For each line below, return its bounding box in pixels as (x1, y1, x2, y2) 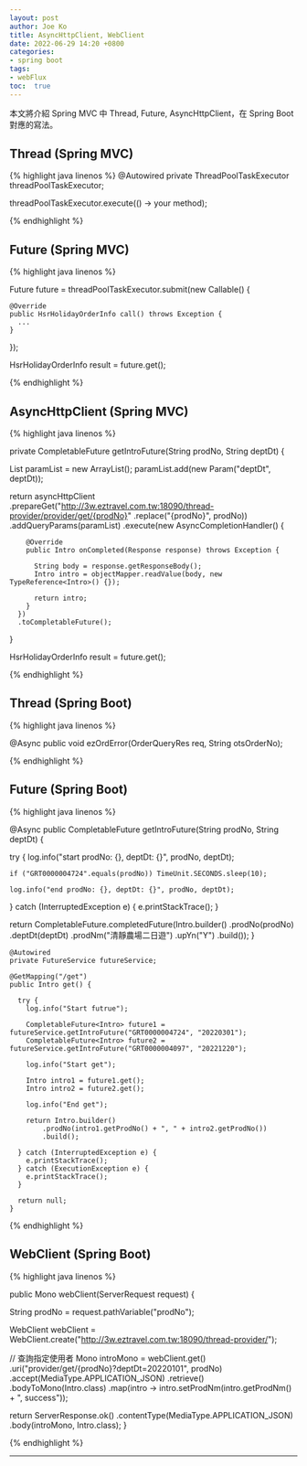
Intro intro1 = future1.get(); (26, 1075, 145, 1085)
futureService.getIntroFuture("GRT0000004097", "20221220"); (9, 1043, 248, 1053)
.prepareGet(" (9, 500, 62, 512)
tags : (9, 65, 30, 74)
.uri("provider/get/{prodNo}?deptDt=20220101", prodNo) (9, 1363, 223, 1374)
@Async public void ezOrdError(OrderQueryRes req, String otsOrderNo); (9, 737, 283, 748)
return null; (17, 1195, 68, 1205)
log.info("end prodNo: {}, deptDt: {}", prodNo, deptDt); (9, 884, 235, 894)
